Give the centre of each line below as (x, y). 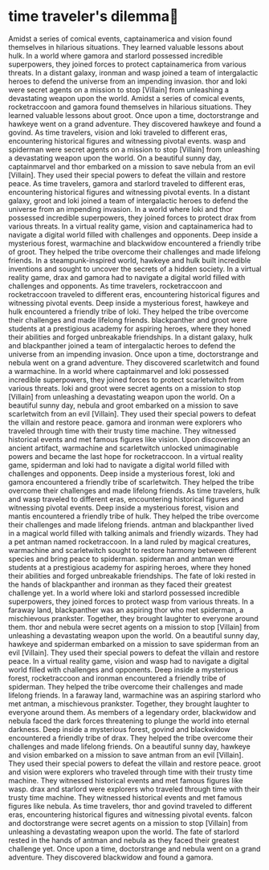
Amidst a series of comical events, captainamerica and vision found (120, 39)
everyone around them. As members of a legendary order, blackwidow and (132, 712)
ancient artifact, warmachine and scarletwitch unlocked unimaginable (124, 448)
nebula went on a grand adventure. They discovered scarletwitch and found (134, 362)
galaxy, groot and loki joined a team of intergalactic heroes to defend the (128, 201)
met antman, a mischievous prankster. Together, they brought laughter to (129, 703)
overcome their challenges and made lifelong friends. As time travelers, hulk (134, 490)
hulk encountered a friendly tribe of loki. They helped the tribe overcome (128, 311)
